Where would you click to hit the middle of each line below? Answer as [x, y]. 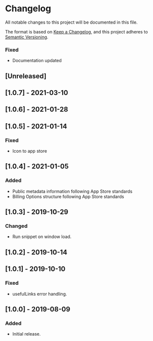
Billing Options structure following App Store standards [68, 196]
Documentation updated [37, 61]
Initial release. [26, 334]
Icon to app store [30, 151]
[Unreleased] [26, 76]
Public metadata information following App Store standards [72, 191]
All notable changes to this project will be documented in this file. [72, 22]
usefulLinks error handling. [40, 294]
